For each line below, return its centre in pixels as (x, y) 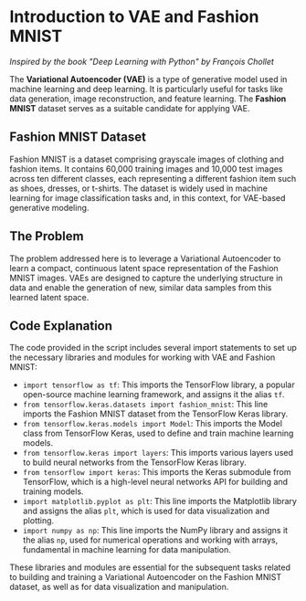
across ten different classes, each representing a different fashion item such (153, 178)
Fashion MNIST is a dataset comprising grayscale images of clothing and (147, 159)
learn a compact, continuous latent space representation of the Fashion (144, 268)
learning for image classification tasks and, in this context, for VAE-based (148, 197)
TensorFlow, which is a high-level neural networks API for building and (155, 482)
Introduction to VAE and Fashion (134, 17)
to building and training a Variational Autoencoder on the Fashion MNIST (145, 577)
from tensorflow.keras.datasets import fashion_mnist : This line (145, 405)
